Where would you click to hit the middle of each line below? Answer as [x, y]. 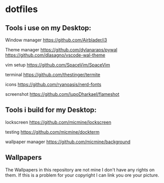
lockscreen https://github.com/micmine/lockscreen [58, 122]
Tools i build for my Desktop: [51, 110]
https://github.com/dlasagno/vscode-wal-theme [55, 55]
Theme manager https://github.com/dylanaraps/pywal [61, 50]
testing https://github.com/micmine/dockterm [52, 132]
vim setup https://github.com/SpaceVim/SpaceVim [58, 65]
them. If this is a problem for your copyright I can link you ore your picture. [82, 175]
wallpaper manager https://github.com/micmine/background [68, 142]
